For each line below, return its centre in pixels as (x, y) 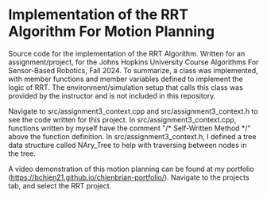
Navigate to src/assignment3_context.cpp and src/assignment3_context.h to (133, 111)
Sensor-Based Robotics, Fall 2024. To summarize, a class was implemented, (133, 70)
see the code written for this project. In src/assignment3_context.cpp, (122, 119)
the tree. (22, 153)
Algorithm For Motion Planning (112, 31)
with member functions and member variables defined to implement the (126, 79)
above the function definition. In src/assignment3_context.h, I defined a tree (132, 136)
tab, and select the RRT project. (60, 185)
